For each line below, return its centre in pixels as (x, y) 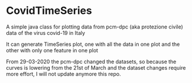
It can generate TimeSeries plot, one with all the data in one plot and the (93, 44)
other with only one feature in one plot (52, 50)
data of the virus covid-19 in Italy (46, 33)
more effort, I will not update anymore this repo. (64, 74)
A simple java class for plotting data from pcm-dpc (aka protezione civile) (95, 27)
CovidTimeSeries (49, 11)
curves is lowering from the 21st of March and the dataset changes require (96, 67)
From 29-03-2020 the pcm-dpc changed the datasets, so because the (91, 62)
